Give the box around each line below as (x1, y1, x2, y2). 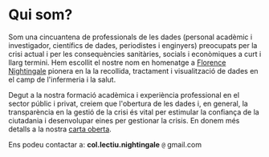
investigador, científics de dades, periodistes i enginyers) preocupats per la (8, 40, 258, 50)
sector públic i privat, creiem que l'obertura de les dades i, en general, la (8, 99, 249, 108)
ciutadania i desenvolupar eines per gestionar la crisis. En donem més (8, 115, 240, 125)
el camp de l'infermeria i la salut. (8, 74, 116, 84)
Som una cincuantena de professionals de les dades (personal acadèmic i (8, 32, 253, 42)
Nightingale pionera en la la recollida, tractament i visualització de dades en (8, 66, 259, 75)
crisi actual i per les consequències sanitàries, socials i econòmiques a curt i (8, 49, 262, 58)
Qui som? (8, 6, 73, 24)
